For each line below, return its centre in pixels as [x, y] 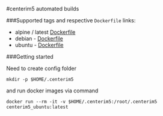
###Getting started [30, 56]
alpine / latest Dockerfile [45, 32]
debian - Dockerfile [39, 38]
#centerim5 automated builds [43, 9]
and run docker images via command [52, 91]
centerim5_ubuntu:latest [37, 107]
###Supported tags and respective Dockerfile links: [71, 20]
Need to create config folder [42, 68]
